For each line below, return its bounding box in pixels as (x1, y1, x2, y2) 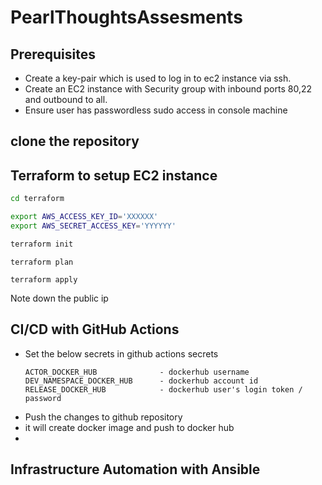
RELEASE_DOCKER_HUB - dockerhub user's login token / (24, 384, 303, 395)
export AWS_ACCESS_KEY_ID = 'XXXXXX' (10, 212, 159, 222)
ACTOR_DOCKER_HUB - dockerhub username (24, 367, 250, 377)
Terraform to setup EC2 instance (10, 167, 218, 184)
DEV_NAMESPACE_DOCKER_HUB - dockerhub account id (24, 376, 259, 386)
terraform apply (10, 274, 78, 285)
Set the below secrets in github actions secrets (24, 347, 219, 360)
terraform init (10, 239, 74, 249)
